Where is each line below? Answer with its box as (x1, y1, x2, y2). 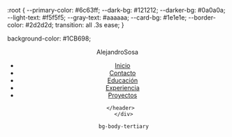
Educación (107, 76, 138, 85)
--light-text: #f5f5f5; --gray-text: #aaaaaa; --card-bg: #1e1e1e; (7, 13, 187, 22)
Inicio (115, 62, 131, 69)
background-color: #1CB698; (7, 34, 92, 43)
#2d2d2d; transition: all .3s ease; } (25, 21, 124, 29)
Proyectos (108, 91, 138, 99)
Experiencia (106, 84, 140, 92)
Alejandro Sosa (96, 48, 138, 56)
